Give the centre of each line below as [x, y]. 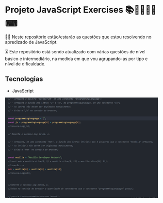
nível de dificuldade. [25, 63]
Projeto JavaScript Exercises [64, 10]
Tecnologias [24, 79]
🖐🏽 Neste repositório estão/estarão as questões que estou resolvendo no [78, 37]
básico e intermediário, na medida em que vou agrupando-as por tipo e [76, 59]
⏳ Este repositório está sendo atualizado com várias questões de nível [75, 51]
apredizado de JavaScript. [32, 42]
